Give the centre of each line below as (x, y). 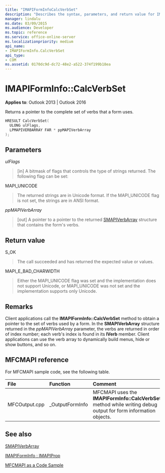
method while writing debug (125, 404)
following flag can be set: (43, 176)
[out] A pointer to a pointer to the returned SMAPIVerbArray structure (87, 220)
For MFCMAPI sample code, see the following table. (58, 372)
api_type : (15, 55)
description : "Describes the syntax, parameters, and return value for (80, 14)
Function (60, 384)
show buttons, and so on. (31, 345)
